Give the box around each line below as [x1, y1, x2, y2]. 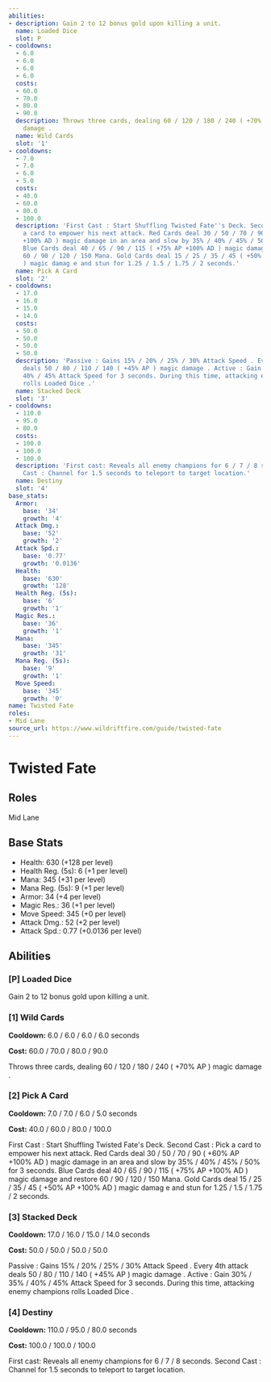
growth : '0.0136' [23, 559, 81, 567]
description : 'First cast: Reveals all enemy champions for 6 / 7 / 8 [15, 461, 258, 470]
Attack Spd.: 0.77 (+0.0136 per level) [19, 925, 143, 936]
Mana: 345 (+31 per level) [19, 875, 106, 884]
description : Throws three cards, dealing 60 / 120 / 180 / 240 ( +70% [15, 117, 262, 125]
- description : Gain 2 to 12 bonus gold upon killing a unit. [8, 19, 222, 27]
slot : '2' [15, 274, 48, 282]
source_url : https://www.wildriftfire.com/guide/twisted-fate [8, 724, 222, 733]
